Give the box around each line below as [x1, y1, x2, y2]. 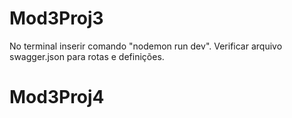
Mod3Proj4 [9, 86, 105, 109]
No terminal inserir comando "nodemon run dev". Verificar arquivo [9, 40, 283, 52]
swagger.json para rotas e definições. [9, 50, 165, 62]
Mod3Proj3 [9, 7, 104, 30]
